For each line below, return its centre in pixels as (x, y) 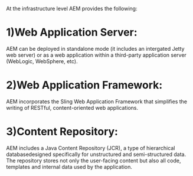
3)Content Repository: (62, 132)
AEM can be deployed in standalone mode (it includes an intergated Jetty (95, 48)
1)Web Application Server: (72, 32)
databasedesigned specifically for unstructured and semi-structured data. (96, 154)
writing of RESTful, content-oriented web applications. (72, 107)
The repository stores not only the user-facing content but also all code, (94, 160)
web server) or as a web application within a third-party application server (97, 55)
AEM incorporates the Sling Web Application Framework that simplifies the (97, 101)
